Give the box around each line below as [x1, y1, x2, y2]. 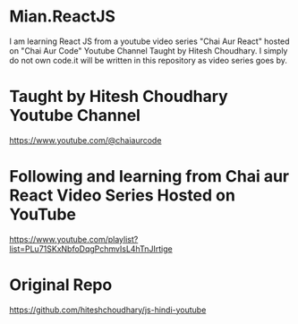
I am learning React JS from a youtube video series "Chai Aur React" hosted [9, 36, 290, 47]
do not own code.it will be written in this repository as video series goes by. [9, 55, 288, 65]
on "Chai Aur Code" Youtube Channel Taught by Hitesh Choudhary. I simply [9, 45, 288, 55]
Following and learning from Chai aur [9, 166, 289, 187]
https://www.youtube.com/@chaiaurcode [9, 134, 162, 145]
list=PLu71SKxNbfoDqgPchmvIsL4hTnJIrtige [9, 243, 173, 254]
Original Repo [9, 275, 113, 294]
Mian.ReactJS [9, 6, 116, 27]
